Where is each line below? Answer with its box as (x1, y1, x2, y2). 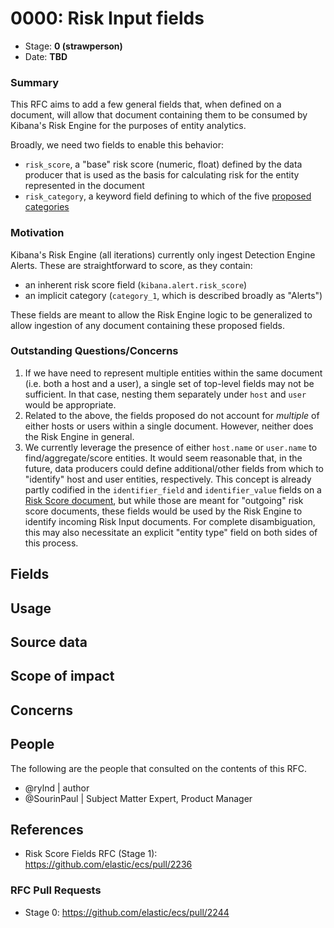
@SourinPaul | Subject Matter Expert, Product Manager (24, 792, 253, 804)
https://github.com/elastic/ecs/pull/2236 (24, 858, 193, 871)
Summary (10, 75, 60, 89)
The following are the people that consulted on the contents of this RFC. (10, 762, 308, 774)
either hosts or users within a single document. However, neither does (24, 420, 314, 432)
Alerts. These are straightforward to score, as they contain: (10, 259, 253, 271)
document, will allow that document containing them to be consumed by (10, 109, 308, 121)
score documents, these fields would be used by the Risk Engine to (24, 505, 303, 517)
